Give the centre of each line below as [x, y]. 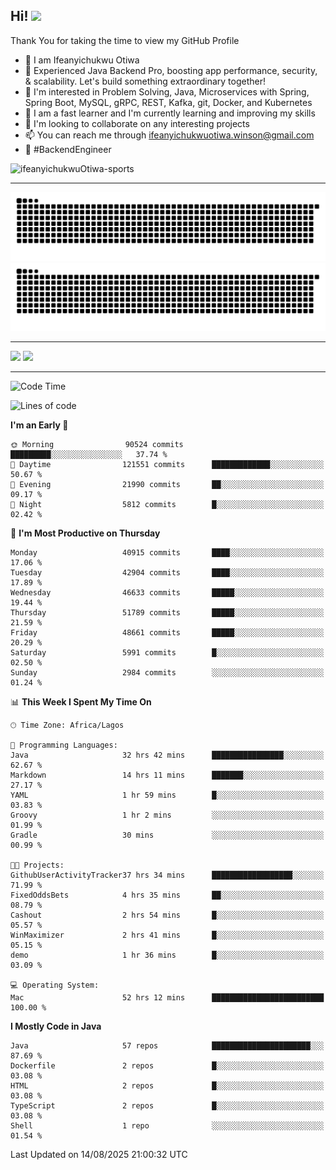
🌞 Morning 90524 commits [97, 445]
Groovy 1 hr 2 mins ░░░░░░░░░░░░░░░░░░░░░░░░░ [167, 815]
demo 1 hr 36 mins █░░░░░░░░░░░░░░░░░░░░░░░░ [167, 955]
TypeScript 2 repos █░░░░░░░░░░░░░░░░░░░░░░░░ [167, 1106]
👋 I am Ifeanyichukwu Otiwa [82, 60]
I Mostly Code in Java [56, 1026]
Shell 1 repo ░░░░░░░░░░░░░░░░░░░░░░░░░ [167, 1126]
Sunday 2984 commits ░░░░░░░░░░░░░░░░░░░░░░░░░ [167, 673]
